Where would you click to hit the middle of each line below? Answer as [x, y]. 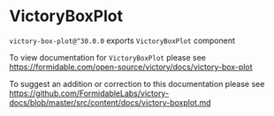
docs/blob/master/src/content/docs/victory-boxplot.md [110, 102]
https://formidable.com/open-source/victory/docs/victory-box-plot [131, 67]
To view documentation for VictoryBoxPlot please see [107, 57]
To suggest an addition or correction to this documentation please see [137, 83]
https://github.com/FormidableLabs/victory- [89, 93]
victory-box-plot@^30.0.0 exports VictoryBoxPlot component [122, 40]
